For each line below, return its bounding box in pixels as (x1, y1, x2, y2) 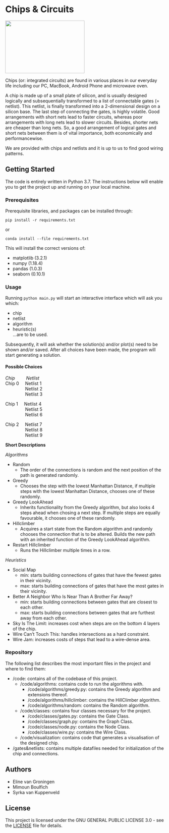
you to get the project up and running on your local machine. (5, 184, 131, 190)
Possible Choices (5, 363, 43, 369)
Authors (5, 765, 32, 774)
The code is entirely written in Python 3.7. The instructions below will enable (5, 178, 163, 185)
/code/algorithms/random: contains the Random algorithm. (27, 702, 150, 708)
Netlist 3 (25, 391, 43, 397)
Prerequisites (5, 196, 39, 203)
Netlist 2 (25, 385, 43, 392)
